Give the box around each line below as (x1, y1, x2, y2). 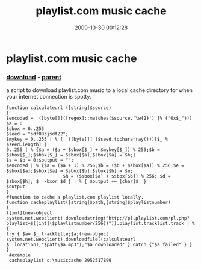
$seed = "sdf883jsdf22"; (6, 131, 69, 137)
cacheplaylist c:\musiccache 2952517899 (8, 258, 112, 264)
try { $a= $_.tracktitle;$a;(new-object (6, 231, 110, 237)
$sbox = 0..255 (6, 126, 45, 132)
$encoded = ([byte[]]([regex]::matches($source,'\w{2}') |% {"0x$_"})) (6, 116, 193, 122)
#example (8, 252, 31, 258)
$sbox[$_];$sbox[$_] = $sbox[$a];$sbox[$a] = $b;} (6, 152, 136, 158)
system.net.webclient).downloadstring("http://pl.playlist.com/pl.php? (6, 215, 190, 221)
